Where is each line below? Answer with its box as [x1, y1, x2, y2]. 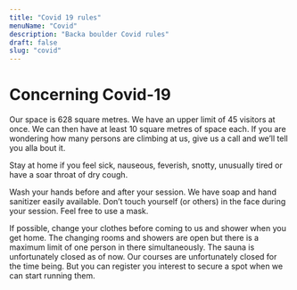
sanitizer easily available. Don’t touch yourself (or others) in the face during [9, 196, 286, 207]
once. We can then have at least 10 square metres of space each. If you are [9, 124, 287, 135]
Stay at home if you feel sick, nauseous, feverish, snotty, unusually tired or [9, 160, 283, 170]
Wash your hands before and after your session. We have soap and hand [9, 186, 276, 197]
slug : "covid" [9, 46, 62, 55]
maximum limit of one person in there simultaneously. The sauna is [9, 242, 255, 253]
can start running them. [9, 270, 95, 281]
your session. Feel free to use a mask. [9, 206, 149, 217]
